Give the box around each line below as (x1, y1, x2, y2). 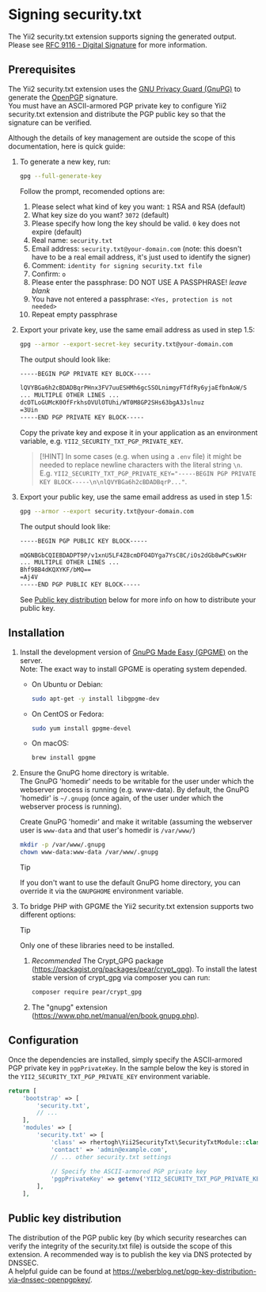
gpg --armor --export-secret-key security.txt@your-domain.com (19, 340, 234, 348)
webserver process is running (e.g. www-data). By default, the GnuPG (19, 785, 249, 794)
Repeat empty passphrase (31, 309, 118, 319)
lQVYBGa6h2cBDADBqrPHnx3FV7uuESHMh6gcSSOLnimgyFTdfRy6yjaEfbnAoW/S (19, 384, 247, 392)
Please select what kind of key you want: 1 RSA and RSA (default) (31, 202, 246, 211)
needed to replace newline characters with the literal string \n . (39, 460, 243, 469)
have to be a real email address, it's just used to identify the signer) (31, 252, 251, 262)
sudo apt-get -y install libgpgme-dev (31, 695, 160, 703)
